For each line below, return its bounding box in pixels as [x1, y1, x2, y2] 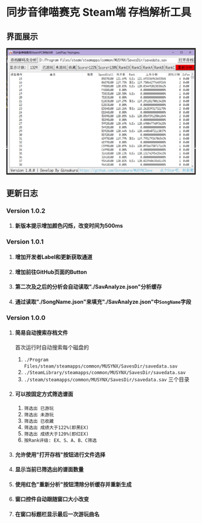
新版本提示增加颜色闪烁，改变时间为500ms [14, 222, 123, 230]
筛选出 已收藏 [23, 418, 54, 425]
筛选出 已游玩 [23, 406, 54, 412]
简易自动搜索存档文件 [14, 329, 68, 336]
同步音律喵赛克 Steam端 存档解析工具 [6, 5, 192, 19]
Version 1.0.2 [6, 206, 46, 215]
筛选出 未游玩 [23, 412, 54, 418]
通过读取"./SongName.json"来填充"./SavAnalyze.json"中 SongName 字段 [14, 298, 191, 305]
